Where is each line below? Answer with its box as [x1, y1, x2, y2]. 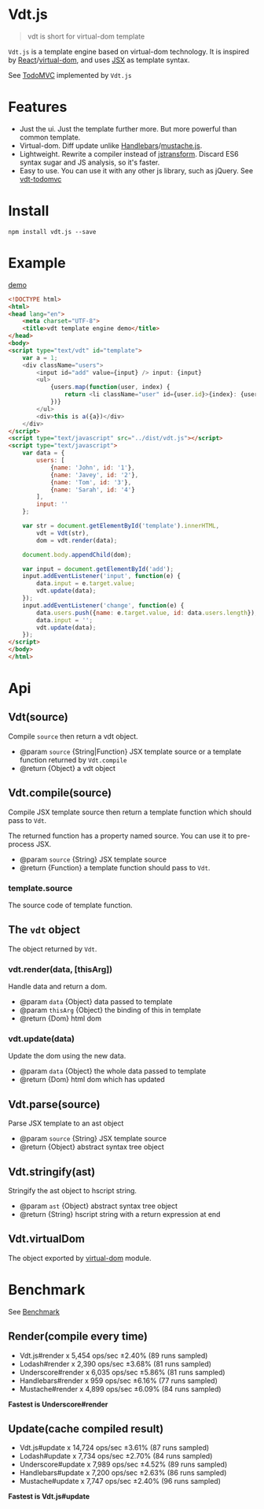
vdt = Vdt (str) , [36, 529, 90, 537]
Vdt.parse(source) [8, 1097, 101, 1111]
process [8, 839, 35, 848]
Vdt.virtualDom [8, 1233, 85, 1246]
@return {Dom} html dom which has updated [19, 1075, 165, 1084]
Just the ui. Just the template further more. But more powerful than [19, 124, 237, 133]
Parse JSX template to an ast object [8, 1118, 124, 1128]
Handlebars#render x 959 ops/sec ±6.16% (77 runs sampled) [19, 1376, 218, 1385]
